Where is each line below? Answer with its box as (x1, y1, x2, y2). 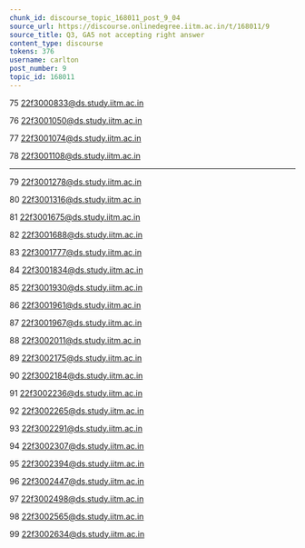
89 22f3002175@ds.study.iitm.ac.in (9, 352, 143, 364)
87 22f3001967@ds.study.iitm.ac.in (9, 317, 143, 328)
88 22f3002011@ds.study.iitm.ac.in (9, 334, 142, 345)
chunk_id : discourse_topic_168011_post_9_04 (9, 13, 181, 23)
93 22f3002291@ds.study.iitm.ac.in (9, 423, 143, 433)
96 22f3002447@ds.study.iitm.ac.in (9, 475, 145, 486)
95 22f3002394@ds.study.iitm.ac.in (9, 458, 145, 469)
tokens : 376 (9, 47, 54, 56)
